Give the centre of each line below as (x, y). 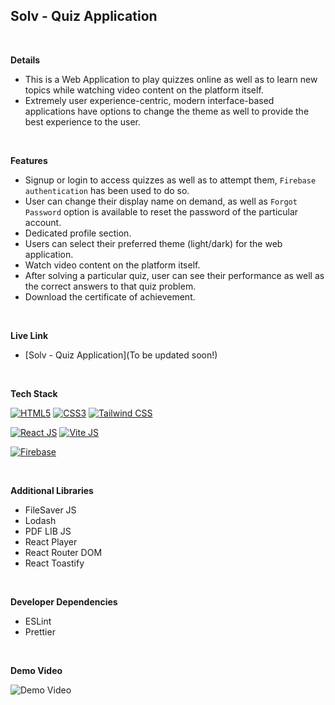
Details (25, 60)
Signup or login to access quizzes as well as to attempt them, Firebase (170, 180)
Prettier (40, 631)
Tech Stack (34, 393)
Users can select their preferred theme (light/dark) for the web (153, 243)
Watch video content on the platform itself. (112, 265)
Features (29, 160)
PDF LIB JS (48, 531)
